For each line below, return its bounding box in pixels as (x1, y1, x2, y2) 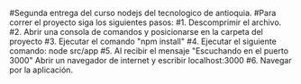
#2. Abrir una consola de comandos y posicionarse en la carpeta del (9, 27, 263, 37)
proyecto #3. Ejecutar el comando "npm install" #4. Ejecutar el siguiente (9, 36, 277, 46)
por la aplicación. (9, 64, 74, 75)
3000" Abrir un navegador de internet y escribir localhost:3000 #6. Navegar (9, 55, 292, 65)
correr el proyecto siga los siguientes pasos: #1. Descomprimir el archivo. (9, 17, 282, 28)
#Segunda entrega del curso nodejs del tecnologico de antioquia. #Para (9, 8, 277, 18)
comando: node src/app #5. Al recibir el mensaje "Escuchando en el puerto (9, 46, 289, 56)
